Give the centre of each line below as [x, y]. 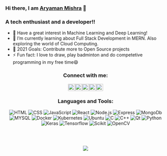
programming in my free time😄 [46, 62]
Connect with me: [86, 75]
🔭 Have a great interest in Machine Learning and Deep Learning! [80, 33]
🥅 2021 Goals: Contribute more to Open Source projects [71, 49]
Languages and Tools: [86, 101]
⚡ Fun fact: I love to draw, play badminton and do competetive [78, 55]
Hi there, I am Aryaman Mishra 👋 [46, 8]
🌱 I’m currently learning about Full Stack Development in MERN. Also [85, 38]
